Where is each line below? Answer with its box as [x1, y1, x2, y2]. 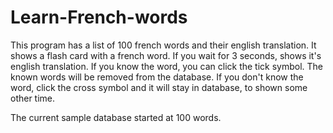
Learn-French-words [10, 6, 188, 29]
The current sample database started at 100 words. [10, 111, 222, 123]
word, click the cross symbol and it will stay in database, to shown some [10, 81, 308, 93]
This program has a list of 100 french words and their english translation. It [10, 39, 317, 51]
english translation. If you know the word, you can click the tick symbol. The [10, 60, 324, 72]
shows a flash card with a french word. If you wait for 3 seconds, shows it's [10, 49, 322, 61]
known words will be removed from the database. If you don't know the [10, 71, 304, 83]
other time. [10, 92, 56, 104]
